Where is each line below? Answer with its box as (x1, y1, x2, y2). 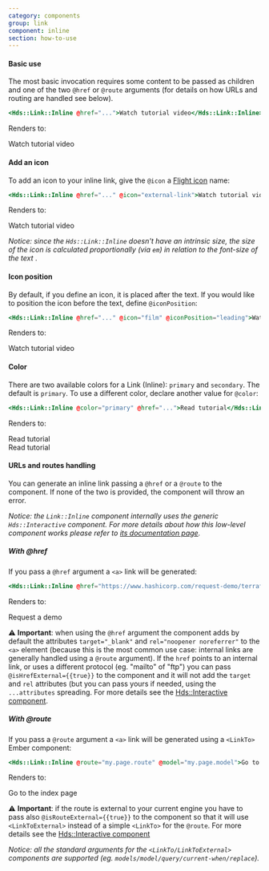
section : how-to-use (8, 34, 78, 42)
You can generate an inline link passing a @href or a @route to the (8, 478, 223, 488)
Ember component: (8, 743, 72, 752)
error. (8, 495, 26, 505)
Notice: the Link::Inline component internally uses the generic (8, 510, 219, 521)
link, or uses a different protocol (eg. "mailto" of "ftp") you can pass (8, 662, 231, 671)
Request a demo (8, 612, 62, 622)
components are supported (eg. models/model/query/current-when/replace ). (8, 853, 260, 863)
